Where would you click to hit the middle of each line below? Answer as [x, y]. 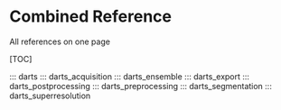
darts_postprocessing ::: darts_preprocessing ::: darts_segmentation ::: [141, 86]
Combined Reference [90, 17]
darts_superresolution [50, 96]
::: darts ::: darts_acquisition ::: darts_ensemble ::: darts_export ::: [130, 76]
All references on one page [60, 41]
